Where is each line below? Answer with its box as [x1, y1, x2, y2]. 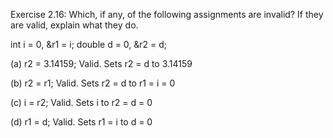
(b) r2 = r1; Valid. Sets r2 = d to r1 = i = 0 [10, 77, 176, 89]
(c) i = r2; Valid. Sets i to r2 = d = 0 [10, 97, 153, 108]
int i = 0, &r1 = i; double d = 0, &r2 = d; [10, 39, 168, 50]
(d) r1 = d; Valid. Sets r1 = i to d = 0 [10, 116, 153, 128]
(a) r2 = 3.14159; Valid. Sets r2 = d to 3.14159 [10, 58, 193, 69]
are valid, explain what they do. [10, 19, 139, 31]
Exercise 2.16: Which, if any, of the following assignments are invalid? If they [10, 9, 324, 20]
